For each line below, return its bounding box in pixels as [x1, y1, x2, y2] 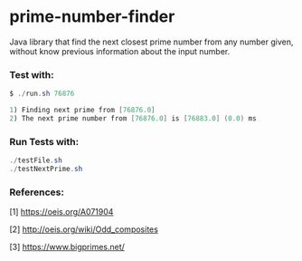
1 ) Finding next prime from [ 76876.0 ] [9, 106, 156, 115]
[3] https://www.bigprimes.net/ [9, 242, 125, 253]
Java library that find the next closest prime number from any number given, [9, 36, 294, 47]
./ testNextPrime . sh [9, 165, 83, 174]
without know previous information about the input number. [9, 45, 231, 56]
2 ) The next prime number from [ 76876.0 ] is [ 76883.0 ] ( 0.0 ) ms [9, 113, 257, 123]
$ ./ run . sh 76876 [9, 89, 75, 99]
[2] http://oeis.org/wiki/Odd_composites [9, 224, 158, 235]
